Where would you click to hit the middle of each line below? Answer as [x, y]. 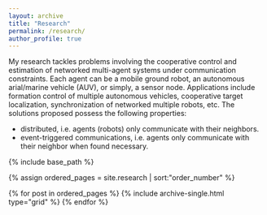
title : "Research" [39, 24]
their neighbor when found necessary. [84, 146]
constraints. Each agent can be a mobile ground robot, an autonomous [127, 79]
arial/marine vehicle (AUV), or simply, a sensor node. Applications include [132, 88]
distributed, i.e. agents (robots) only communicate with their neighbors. [140, 129]
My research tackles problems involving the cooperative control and [123, 62]
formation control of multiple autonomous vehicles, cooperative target [126, 96]
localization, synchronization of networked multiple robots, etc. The [122, 105]
